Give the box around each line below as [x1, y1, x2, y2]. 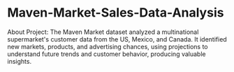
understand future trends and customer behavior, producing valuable [7, 50, 206, 58]
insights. [7, 57, 32, 65]
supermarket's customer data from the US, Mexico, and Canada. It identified [7, 35, 227, 43]
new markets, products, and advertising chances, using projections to [7, 42, 208, 51]
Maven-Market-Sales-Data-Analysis [7, 5, 224, 21]
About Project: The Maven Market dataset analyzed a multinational [7, 28, 199, 36]
